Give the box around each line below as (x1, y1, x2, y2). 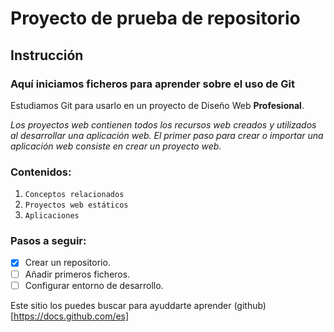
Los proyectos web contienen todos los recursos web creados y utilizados (10, 118, 317, 131)
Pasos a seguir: (10, 234, 87, 248)
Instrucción (10, 47, 84, 64)
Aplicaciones (24, 211, 80, 221)
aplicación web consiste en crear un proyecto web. (10, 140, 222, 152)
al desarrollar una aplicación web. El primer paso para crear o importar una (10, 129, 324, 141)
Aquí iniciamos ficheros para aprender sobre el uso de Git (10, 77, 295, 91)
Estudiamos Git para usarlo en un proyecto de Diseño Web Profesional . (10, 99, 305, 111)
